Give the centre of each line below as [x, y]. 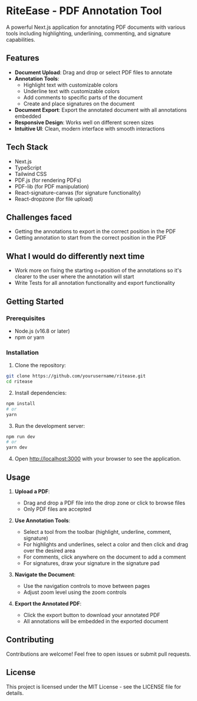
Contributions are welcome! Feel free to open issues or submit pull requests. [98, 654]
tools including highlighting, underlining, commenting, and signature [89, 33]
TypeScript [28, 167]
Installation [23, 353]
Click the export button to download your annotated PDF [92, 615]
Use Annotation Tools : [42, 520]
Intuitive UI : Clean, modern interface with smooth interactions [90, 128]
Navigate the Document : [45, 574]
